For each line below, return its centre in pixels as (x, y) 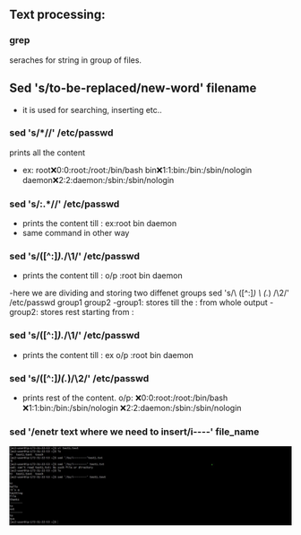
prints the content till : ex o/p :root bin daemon (108, 355)
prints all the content (47, 153)
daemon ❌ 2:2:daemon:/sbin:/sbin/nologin (98, 180)
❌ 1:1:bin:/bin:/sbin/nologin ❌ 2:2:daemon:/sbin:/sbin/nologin (132, 408)
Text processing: (57, 15)
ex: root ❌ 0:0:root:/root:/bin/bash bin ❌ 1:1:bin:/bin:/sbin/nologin (137, 170)
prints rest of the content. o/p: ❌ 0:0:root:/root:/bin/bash (125, 398)
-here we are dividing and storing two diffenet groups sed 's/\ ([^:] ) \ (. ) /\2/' (149, 293)
